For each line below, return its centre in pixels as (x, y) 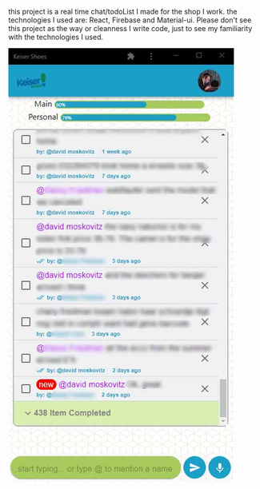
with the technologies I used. (56, 37)
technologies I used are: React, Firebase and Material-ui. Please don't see (130, 20)
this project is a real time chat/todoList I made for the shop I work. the (123, 12)
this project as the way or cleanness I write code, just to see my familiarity (130, 28)
